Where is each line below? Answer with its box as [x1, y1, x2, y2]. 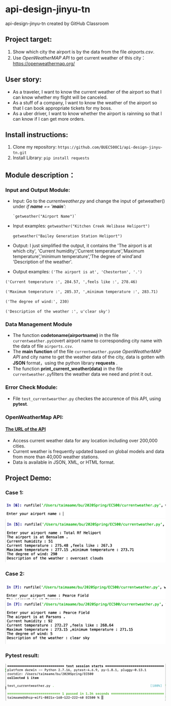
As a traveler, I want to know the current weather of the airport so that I [12, 89, 162, 95]
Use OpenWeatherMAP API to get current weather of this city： [12, 54, 146, 61]
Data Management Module [5, 321, 72, 328]
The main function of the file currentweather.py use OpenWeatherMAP [12, 349, 161, 355]
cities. [12, 443, 25, 449]
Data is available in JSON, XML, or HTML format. [12, 459, 115, 465]
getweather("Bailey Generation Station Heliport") [12, 234, 123, 239]
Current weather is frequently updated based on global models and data [12, 448, 164, 454]
